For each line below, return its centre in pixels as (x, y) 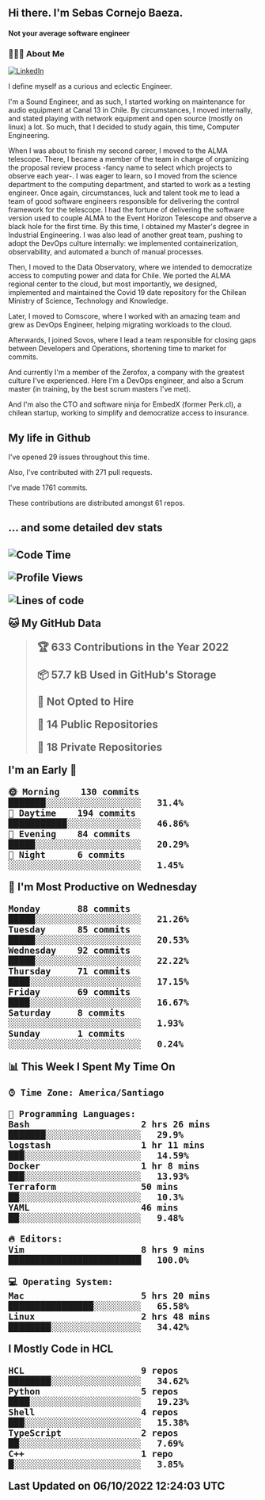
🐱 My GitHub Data (55, 623)
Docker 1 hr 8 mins (104, 1166)
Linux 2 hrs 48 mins (110, 1316)
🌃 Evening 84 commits (70, 834)
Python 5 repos (93, 1391)
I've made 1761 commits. (48, 488)
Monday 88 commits (70, 909)
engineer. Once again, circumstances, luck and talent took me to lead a (124, 193)
